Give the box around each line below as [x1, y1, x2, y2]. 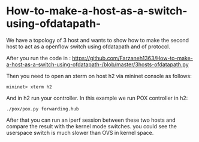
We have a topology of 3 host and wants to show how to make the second [6, 36, 189, 44]
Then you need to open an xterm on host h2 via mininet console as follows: [6, 72, 192, 79]
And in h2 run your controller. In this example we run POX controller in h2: [6, 94, 188, 101]
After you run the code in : [6, 54, 71, 61]
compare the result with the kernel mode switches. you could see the [6, 122, 177, 129]
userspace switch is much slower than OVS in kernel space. [6, 129, 154, 136]
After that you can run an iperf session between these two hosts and [6, 116, 176, 124]
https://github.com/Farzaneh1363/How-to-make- [71, 54, 194, 61]
